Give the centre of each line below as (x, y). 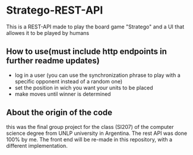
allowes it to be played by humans (48, 33)
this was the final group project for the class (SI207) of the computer (90, 127)
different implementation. (37, 146)
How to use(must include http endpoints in (87, 52)
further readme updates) (53, 61)
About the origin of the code (59, 113)
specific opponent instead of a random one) (69, 81)
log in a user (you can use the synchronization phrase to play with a (98, 75)
